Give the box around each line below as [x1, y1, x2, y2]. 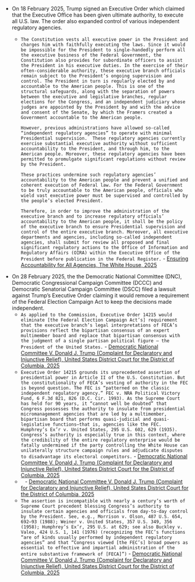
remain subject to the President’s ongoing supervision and [20, 73, 172, 79]
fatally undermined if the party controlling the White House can [20, 442, 188, 448]
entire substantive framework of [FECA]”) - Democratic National [20, 550, 183, 557]
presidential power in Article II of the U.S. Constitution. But [20, 375, 186, 380]
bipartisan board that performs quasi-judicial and [20, 416, 151, 422]
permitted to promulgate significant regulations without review [20, 156, 186, 162]
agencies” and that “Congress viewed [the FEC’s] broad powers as [20, 540, 188, 546]
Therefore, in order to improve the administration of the [20, 208, 170, 214]
